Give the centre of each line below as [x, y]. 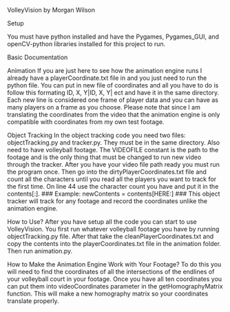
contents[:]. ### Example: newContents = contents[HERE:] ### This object [114, 194]
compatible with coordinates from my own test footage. [86, 122]
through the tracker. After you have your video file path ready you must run [114, 164]
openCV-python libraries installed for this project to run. [86, 44]
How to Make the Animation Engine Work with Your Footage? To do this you [114, 264]
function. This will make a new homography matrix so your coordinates [108, 293]
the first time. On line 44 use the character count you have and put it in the [113, 186]
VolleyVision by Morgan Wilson [51, 10]
